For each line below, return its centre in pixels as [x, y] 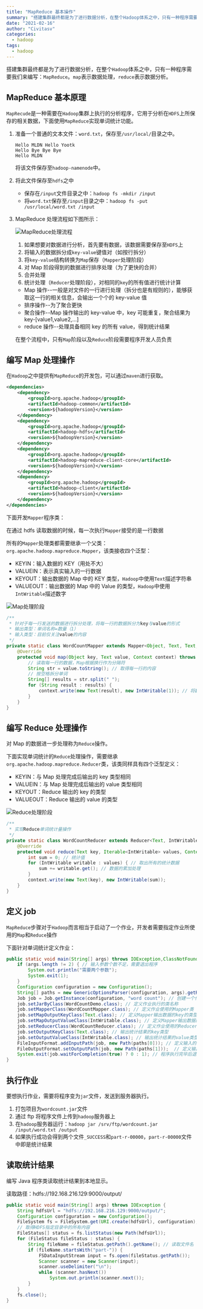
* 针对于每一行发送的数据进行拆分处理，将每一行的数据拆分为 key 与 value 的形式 [94, 623]
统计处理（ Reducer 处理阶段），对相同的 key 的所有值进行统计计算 [102, 282]
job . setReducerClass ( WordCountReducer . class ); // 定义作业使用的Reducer [107, 1026]
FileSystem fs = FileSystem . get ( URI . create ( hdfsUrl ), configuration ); [108, 1222]
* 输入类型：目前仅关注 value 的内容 [47, 635]
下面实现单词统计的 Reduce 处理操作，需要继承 [62, 757]
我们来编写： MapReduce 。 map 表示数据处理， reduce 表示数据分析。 [91, 77]
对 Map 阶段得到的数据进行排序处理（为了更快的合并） [92, 267]
